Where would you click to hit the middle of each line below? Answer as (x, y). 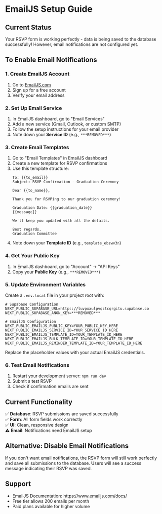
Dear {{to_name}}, (31, 191)
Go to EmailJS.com (32, 84)
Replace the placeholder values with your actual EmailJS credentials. (75, 352)
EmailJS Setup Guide (49, 9)
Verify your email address (39, 95)
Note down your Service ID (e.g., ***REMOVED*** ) (61, 134)
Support (18, 484)
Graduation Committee (34, 234)
